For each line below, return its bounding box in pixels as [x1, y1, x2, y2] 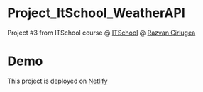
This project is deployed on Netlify [7, 76, 108, 85]
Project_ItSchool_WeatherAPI [7, 5, 186, 21]
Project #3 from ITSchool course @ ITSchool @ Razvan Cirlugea [7, 28, 196, 37]
